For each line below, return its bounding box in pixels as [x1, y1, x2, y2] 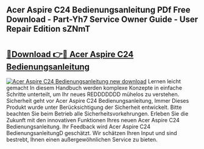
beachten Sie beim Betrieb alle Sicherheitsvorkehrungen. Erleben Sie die [6, 110, 189, 117]
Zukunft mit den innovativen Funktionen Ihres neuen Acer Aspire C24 [6, 117, 180, 123]
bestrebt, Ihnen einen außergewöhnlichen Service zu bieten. [6, 136, 158, 143]
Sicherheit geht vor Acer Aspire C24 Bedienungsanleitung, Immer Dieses [6, 97, 189, 104]
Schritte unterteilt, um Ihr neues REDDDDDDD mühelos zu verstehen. [6, 91, 180, 98]
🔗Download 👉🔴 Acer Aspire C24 [6, 49, 134, 60]
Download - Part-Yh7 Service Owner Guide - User [6, 15, 199, 25]
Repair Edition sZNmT [6, 24, 91, 34]
